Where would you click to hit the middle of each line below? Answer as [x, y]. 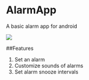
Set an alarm [30, 59]
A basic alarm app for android [42, 26]
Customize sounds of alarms [49, 66]
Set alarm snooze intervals [46, 72]
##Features [20, 48]
